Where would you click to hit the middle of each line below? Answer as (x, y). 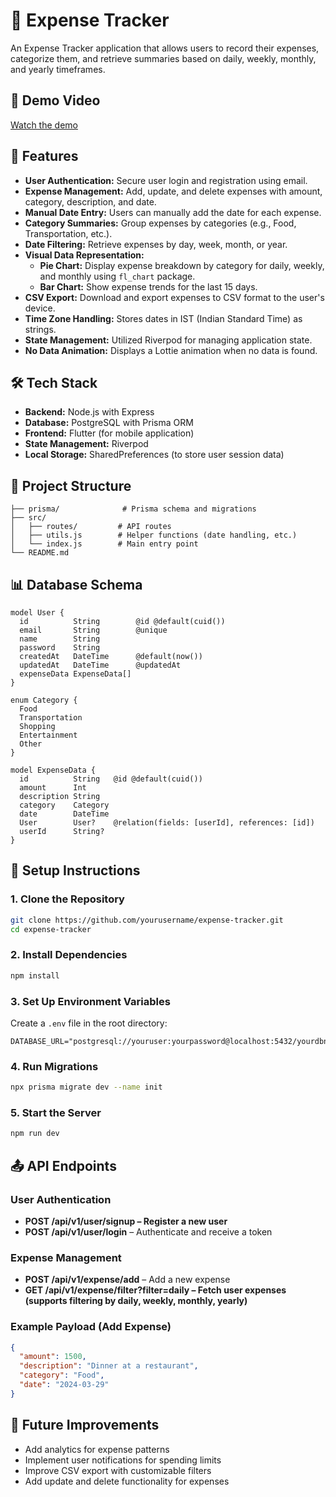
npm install (35, 975)
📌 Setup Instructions (75, 870)
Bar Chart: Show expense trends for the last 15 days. (148, 286)
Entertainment (48, 735)
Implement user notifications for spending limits (123, 1460)
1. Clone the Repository (67, 899)
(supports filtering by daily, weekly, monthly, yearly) (136, 1301)
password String (60, 648)
